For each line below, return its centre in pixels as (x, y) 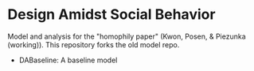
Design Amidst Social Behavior (111, 15)
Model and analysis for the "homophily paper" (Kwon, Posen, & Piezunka (127, 36)
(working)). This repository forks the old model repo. (94, 44)
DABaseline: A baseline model (68, 60)
